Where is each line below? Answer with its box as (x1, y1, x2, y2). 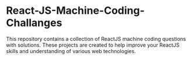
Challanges (6, 16, 62, 29)
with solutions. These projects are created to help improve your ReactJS (6, 42, 180, 48)
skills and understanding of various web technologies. (6, 47, 136, 54)
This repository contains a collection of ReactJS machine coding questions (6, 35, 186, 42)
